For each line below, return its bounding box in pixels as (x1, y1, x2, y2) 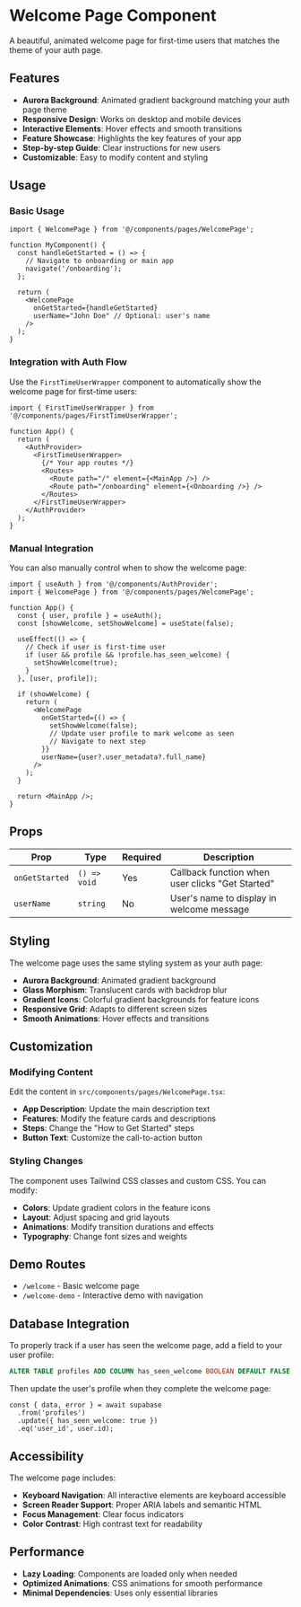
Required (122, 851, 162, 863)
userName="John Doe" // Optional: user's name (32, 312, 211, 321)
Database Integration (9, 1316, 130, 1331)
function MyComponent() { (9, 241, 106, 250)
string (77, 898, 106, 908)
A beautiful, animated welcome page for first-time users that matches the (9, 35, 280, 46)
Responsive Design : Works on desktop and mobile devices (21, 113, 242, 124)
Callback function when (169, 866, 271, 879)
